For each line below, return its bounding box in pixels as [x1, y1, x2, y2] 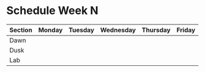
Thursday [141, 26, 171, 34]
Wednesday [100, 26, 136, 34]
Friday [176, 26, 196, 34]
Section [9, 26, 32, 34]
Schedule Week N [6, 4, 99, 18]
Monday [38, 26, 63, 34]
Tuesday [68, 26, 95, 34]
